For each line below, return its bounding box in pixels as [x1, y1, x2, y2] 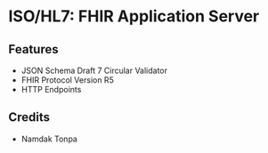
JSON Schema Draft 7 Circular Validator [20, 65, 168, 76]
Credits [8, 109, 51, 125]
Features [8, 42, 59, 57]
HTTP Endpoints [20, 85, 82, 94]
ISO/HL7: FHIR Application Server [8, 6, 260, 27]
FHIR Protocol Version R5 [20, 75, 115, 85]
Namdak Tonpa [20, 133, 77, 144]
